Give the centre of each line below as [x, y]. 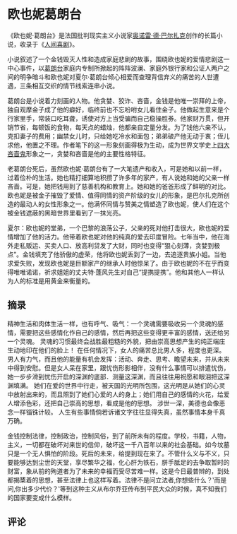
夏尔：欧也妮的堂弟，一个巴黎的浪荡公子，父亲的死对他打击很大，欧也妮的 [115, 227]
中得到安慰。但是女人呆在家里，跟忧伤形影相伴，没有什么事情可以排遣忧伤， [119, 367]
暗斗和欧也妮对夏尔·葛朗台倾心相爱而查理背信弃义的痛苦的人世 [122, 77]
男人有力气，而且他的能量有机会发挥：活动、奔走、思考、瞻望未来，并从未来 [119, 359]
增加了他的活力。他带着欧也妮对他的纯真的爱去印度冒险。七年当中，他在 [118, 237]
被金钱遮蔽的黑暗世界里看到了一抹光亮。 [66, 213]
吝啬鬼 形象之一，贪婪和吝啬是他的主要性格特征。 [78, 153]
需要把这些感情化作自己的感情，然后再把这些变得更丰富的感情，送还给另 [124, 332]
